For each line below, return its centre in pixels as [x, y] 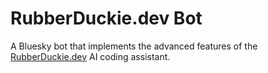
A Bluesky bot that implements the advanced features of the [134, 46]
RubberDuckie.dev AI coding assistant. [90, 56]
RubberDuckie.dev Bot [106, 18]
